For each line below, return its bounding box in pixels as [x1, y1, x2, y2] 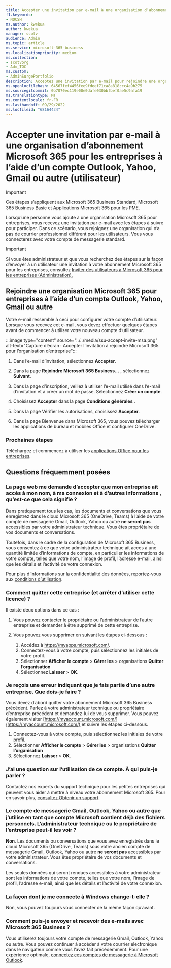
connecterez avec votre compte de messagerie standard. [6, 236, 126, 242]
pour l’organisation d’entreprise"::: [6, 348, 77, 354]
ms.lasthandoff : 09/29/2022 [6, 103, 65, 108]
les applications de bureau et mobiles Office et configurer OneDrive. [13, 423, 156, 429]
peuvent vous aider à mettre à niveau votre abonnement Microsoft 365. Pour [6, 789, 166, 795]
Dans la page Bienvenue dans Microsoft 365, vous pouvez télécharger [13, 418, 160, 424]
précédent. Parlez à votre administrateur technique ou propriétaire [6, 705, 144, 711]
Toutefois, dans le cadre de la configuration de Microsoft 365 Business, [6, 539, 155, 545]
